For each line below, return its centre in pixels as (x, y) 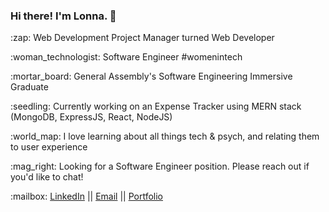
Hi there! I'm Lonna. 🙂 (63, 16)
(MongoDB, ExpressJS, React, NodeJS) (91, 117)
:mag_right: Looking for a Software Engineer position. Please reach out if (160, 166)
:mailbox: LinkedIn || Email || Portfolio (86, 196)
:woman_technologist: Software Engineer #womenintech (126, 57)
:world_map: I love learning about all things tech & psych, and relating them (165, 136)
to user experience (49, 147)
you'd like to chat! (47, 177)
